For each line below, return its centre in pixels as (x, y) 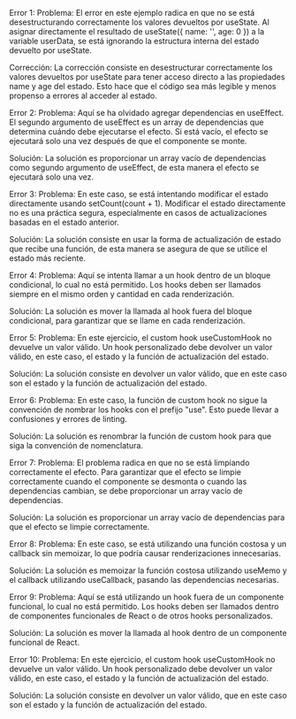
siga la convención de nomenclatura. (76, 445)
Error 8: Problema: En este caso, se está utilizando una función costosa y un (148, 544)
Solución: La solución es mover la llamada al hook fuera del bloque (131, 311)
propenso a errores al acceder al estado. (83, 96)
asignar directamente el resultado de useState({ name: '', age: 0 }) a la (137, 31)
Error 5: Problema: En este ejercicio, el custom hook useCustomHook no (140, 338)
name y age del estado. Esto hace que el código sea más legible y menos (143, 86)
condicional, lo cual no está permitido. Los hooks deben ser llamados (135, 285)
